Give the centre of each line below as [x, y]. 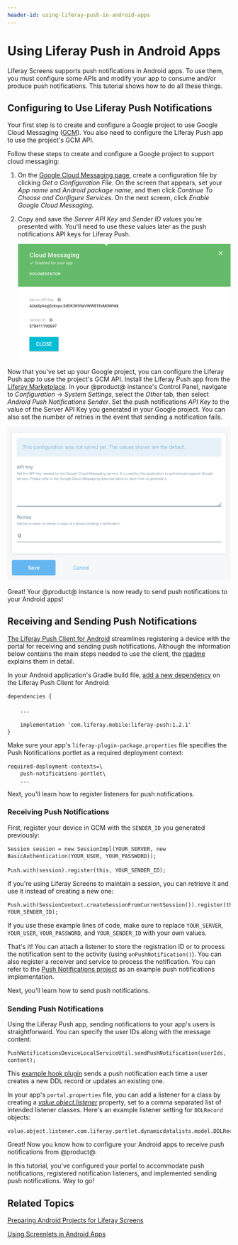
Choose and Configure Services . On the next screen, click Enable [113, 198]
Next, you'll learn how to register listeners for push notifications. [101, 794]
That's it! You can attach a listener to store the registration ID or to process [116, 946]
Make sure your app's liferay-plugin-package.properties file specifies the [117, 745]
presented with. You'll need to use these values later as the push [112, 226]
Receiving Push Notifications [58, 812]
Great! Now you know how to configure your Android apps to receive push [116, 1145]
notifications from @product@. [52, 1152]
